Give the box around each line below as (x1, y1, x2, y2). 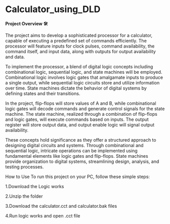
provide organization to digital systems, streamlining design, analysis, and (5, 158, 159, 164)
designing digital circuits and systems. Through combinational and (5, 142, 144, 148)
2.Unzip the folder (5, 193, 43, 199)
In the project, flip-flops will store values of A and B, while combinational (5, 100, 156, 106)
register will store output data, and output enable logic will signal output (5, 121, 155, 127)
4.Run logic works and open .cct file (5, 212, 80, 218)
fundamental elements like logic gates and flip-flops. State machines (5, 153, 148, 159)
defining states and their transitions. (5, 90, 80, 97)
